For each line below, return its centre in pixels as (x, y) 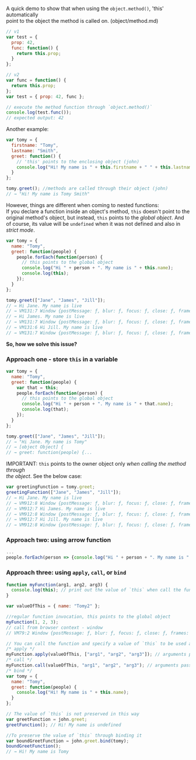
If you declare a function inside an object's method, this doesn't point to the (98, 211)
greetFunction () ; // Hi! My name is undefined (64, 725)
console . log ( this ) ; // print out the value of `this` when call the (96, 590)
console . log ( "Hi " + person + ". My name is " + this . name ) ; (97, 268)
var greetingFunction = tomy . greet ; (50, 487)
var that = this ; (38, 388)
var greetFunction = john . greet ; (47, 719)
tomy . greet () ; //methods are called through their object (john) (87, 189)
